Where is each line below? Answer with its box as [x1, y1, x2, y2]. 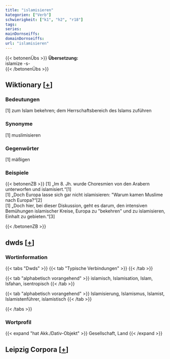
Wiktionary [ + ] [5, 80, 53, 90]
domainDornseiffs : [5, 36, 44, 41]
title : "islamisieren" [5, 7, 54, 13]
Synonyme [5, 120, 33, 128]
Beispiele [5, 169, 29, 176]
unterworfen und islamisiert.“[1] [5, 186, 71, 193]
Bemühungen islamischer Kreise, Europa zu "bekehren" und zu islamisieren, [5, 208, 165, 214]
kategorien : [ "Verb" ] [5, 12, 52, 17]
